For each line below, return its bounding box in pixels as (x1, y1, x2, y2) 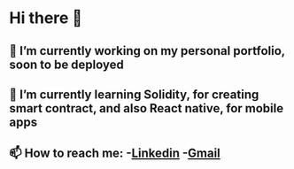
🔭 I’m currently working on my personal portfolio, (9, 43, 285, 58)
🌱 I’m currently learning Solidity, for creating (9, 87, 259, 102)
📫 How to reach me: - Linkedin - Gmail (9, 146, 221, 161)
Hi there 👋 (9, 8, 82, 28)
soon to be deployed (9, 57, 124, 72)
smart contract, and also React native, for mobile (9, 101, 284, 116)
